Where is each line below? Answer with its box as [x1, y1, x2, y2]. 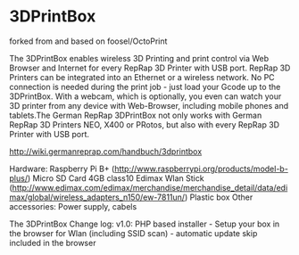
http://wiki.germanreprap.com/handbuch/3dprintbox [9, 145, 203, 157]
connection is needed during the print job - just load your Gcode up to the [9, 81, 281, 92]
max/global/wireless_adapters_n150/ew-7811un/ [9, 192, 186, 202]
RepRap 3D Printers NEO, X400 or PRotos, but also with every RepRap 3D [9, 119, 279, 130]
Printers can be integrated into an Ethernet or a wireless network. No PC [9, 71, 275, 82]
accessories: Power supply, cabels [9, 201, 137, 211]
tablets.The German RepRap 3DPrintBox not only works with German [9, 110, 262, 120]
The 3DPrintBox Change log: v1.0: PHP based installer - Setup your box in [9, 218, 280, 229]
